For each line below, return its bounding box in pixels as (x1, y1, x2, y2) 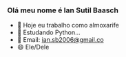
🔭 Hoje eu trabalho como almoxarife (17, 21, 119, 30)
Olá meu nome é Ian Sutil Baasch (7, 5, 119, 15)
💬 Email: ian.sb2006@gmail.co (17, 36, 105, 44)
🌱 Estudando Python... (17, 28, 81, 36)
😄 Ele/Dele (17, 43, 50, 52)
